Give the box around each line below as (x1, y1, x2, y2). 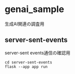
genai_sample (5, 4, 64, 15)
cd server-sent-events (5, 59, 52, 65)
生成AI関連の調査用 (5, 21, 45, 27)
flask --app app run (5, 64, 48, 69)
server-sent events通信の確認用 (5, 49, 71, 56)
